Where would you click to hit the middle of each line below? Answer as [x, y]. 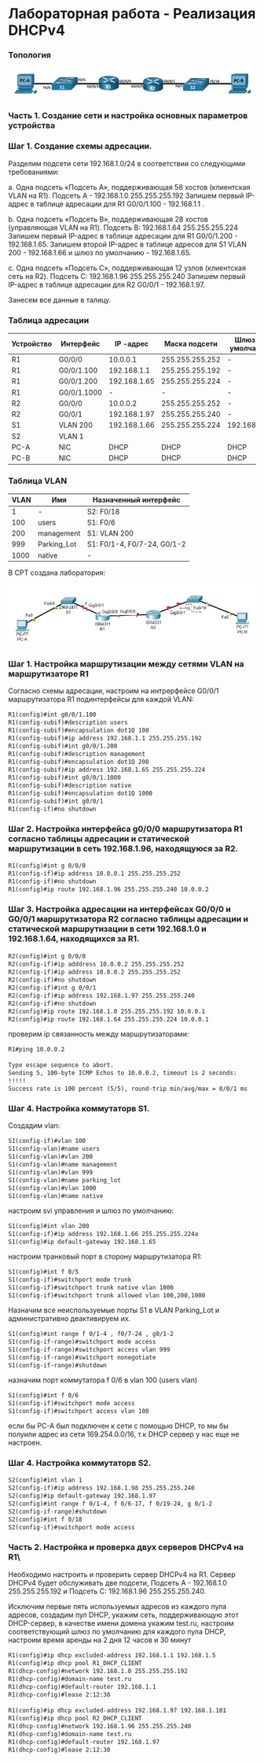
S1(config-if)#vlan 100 [47, 1141]
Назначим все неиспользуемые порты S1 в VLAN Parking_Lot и [114, 1310]
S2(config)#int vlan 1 [45, 1480]
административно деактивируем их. [70, 1318]
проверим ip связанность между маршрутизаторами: [99, 1033]
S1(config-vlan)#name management [63, 1164]
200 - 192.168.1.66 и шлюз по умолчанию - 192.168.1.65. [100, 252]
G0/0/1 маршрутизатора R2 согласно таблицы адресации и [128, 919]
